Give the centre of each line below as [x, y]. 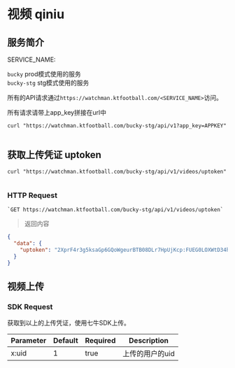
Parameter [29, 341]
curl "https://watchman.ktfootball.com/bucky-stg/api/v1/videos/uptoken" [117, 171]
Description [149, 341]
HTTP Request [33, 195]
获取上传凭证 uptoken [54, 155]
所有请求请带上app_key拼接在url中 [57, 112]
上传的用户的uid [148, 354]
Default [65, 341]
